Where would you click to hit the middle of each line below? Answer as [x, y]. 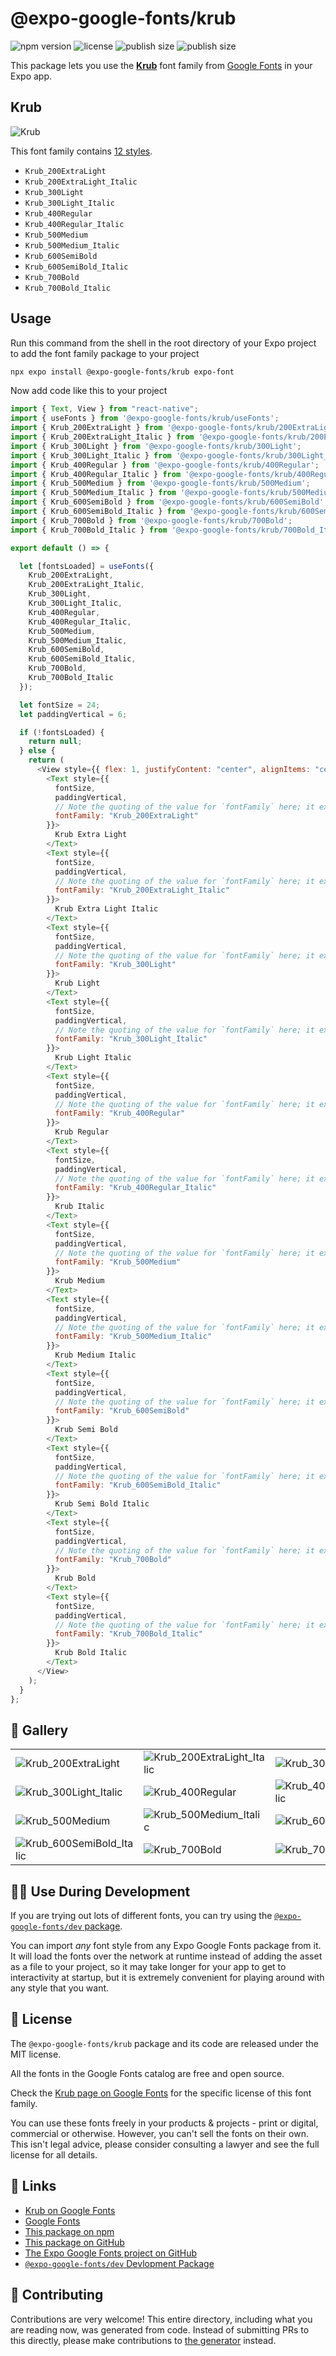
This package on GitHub [74, 2242]
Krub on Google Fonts [70, 2210]
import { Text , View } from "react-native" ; [104, 409]
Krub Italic [79, 1207]
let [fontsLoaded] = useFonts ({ [87, 566]
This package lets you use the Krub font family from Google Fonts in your [161, 65]
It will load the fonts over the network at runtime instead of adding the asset [166, 1956]
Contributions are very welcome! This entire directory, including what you [161, 2319]
